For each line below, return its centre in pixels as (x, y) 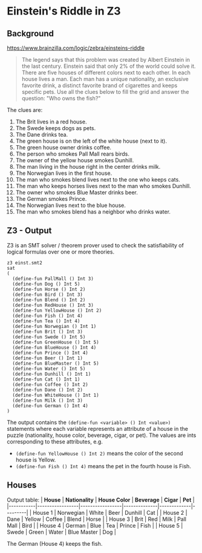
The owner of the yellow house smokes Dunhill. (75, 160)
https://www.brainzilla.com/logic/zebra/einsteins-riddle (76, 48)
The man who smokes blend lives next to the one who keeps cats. (98, 179)
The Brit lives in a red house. (51, 122)
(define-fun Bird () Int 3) (48, 295)
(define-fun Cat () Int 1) (46, 379)
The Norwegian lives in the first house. (64, 173)
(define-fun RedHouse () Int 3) (53, 305)
